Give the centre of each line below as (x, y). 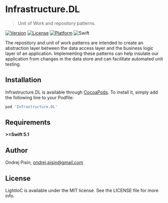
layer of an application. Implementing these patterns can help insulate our (82, 53)
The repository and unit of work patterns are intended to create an (74, 43)
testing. (13, 64)
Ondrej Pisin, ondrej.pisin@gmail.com (44, 163)
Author (16, 150)
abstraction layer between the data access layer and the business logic (79, 48)
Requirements (28, 123)
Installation (23, 80)
